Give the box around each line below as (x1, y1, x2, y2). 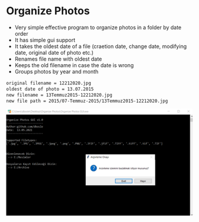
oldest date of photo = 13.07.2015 (6, 86, 94, 92)
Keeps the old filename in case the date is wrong (14, 61, 134, 69)
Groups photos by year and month (14, 68, 99, 75)
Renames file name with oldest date (14, 55, 102, 62)
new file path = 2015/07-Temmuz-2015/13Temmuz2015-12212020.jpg (6, 98, 168, 104)
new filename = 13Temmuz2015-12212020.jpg (6, 92, 113, 98)
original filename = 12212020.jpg (6, 80, 92, 86)
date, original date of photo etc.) (14, 49, 94, 56)
